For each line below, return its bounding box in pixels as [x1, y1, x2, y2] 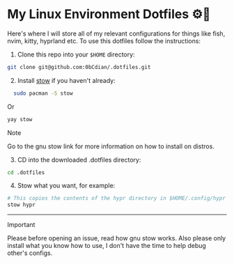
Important [7, 221, 36, 229]
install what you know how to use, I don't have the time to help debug [7, 242, 207, 250]
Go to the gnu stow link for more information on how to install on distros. [7, 142, 214, 150]
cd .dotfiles [7, 169, 45, 176]
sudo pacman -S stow [13, 90, 73, 97]
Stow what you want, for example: [17, 181, 116, 190]
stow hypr [7, 201, 36, 208]
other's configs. [7, 249, 53, 257]
